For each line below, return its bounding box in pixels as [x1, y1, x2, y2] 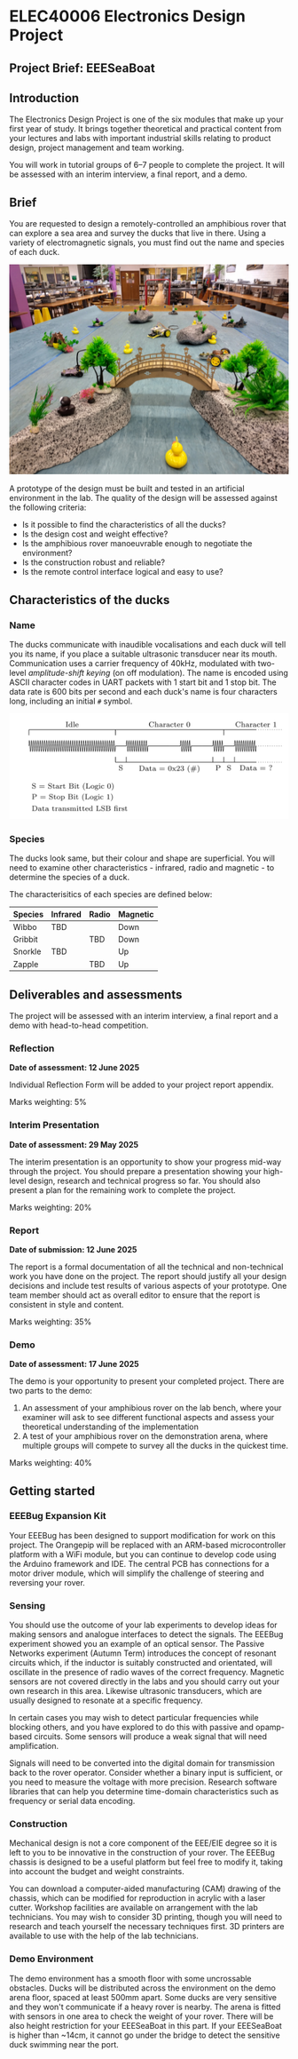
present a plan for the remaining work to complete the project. [9, 1184, 237, 1196]
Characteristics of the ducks [9, 592, 170, 608]
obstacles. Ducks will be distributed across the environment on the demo [9, 1983, 277, 1993]
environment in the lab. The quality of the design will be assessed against [9, 493, 278, 504]
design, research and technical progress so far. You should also [27, 1175, 261, 1186]
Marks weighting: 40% [9, 1458, 93, 1468]
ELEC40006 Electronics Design [9, 6, 246, 27]
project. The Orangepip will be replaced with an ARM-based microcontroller [9, 1539, 286, 1550]
